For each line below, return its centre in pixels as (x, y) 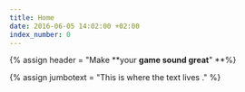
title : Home (32, 18)
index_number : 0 (40, 34)
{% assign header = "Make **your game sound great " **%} (123, 60)
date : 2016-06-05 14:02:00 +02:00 (75, 26)
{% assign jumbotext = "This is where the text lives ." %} (115, 78)
